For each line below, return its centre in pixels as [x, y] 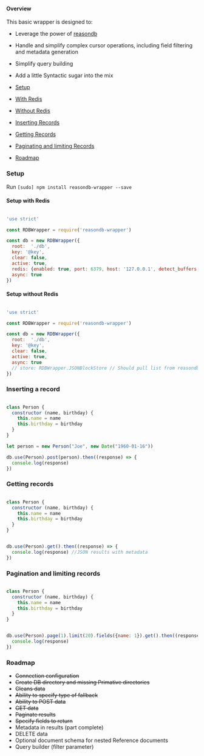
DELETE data [31, 734]
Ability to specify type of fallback [56, 695]
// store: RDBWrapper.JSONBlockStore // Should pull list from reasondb [106, 368]
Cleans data [30, 689]
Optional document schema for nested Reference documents [91, 740]
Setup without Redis [32, 294]
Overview [19, 9]
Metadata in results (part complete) [59, 727]
